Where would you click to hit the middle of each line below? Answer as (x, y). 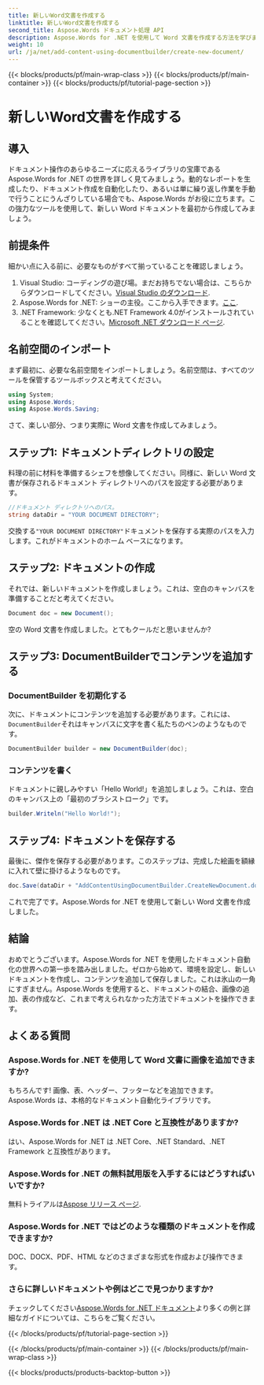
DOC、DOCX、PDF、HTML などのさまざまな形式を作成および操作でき (123, 1257)
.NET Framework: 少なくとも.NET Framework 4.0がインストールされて (133, 312)
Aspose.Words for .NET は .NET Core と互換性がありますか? (123, 1123)
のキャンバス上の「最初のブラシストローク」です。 (90, 799)
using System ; (31, 395)
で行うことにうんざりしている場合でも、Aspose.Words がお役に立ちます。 (128, 199)
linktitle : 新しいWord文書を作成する (64, 23)
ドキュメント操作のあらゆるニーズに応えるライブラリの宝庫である (115, 169)
